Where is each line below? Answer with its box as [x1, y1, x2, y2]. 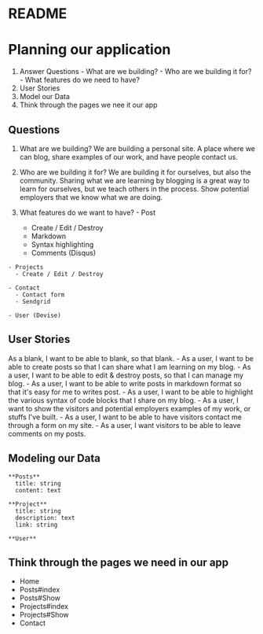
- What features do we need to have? [19, 76, 140, 85]
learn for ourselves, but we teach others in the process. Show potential [19, 184, 250, 194]
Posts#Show [19, 593, 61, 603]
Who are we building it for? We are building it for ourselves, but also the [19, 167, 251, 177]
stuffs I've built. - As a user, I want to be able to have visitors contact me [8, 412, 242, 422]
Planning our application [8, 41, 171, 59]
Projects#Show [19, 610, 69, 620]
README [8, 5, 68, 23]
